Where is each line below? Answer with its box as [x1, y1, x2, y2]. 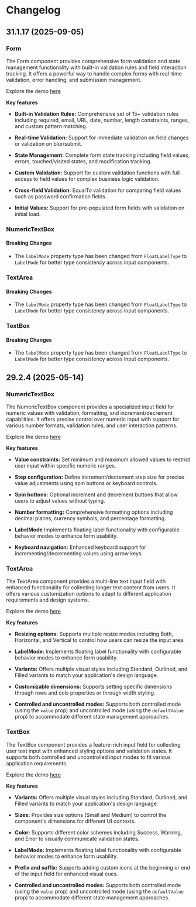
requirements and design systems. [6, 596, 90, 603]
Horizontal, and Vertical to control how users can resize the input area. [14, 637, 185, 644]
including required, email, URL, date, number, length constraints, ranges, [14, 116, 190, 123]
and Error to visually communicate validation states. [14, 835, 139, 842]
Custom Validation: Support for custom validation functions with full [14, 169, 180, 176]
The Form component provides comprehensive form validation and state [6, 57, 181, 64]
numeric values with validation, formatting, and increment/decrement [6, 409, 173, 416]
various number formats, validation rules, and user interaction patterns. [6, 422, 178, 429]
